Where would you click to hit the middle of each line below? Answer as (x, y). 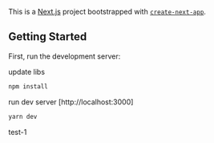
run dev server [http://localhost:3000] (71, 102)
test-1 (18, 132)
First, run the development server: (65, 56)
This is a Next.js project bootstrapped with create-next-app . (107, 12)
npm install (28, 86)
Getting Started (48, 37)
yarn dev (23, 116)
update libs (27, 71)
